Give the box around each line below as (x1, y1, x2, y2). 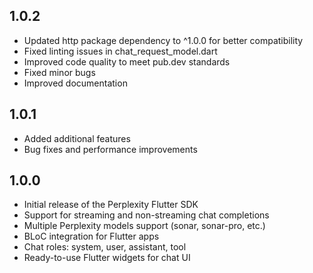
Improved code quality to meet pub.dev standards (23, 55, 231, 68)
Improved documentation (23, 77, 128, 89)
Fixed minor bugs (23, 66, 96, 78)
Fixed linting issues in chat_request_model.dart (23, 45, 218, 57)
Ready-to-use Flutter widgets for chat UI (23, 252, 191, 264)
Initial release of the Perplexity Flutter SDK (23, 199, 199, 211)
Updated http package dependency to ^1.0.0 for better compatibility (23, 34, 304, 46)
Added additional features (23, 132, 131, 144)
